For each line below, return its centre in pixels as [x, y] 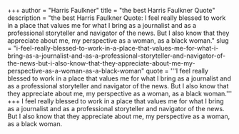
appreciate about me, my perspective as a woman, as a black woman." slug [118, 41]
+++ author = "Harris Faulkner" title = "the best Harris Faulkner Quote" [111, 10]
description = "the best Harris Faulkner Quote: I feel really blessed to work [117, 18]
